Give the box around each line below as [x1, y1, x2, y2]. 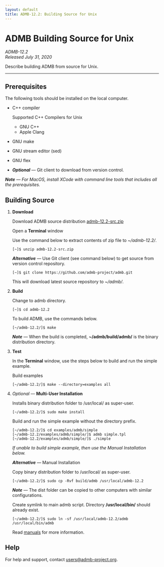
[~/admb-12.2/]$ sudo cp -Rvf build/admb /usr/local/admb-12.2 [12, 478, 144, 484]
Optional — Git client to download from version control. [12, 167, 124, 173]
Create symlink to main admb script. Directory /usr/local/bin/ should [12, 502, 150, 508]
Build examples [12, 373, 43, 378]
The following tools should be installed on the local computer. [5, 95, 129, 101]
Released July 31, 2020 [5, 54, 52, 60]
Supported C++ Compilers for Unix [12, 115, 82, 120]
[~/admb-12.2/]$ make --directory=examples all [12, 382, 111, 387]
